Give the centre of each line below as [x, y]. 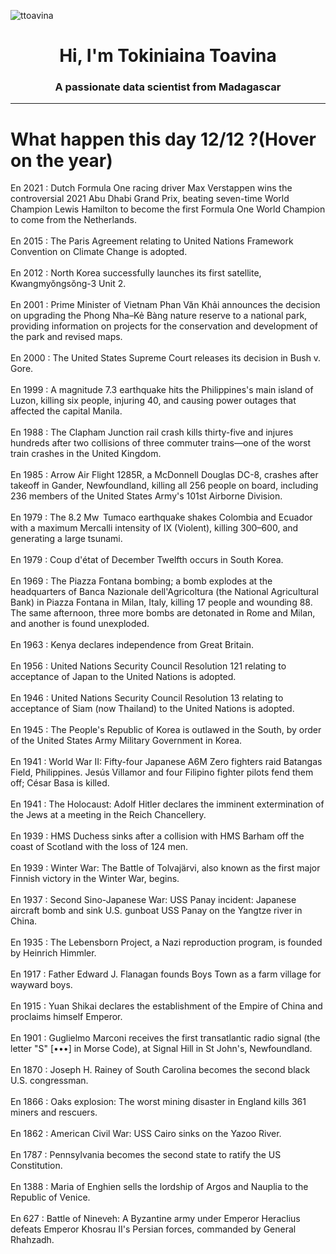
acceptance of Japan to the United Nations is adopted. [123, 677]
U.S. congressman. [49, 1081]
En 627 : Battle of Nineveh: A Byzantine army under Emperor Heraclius [155, 1219]
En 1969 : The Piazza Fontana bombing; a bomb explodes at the [141, 581]
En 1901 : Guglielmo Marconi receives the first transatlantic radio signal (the [165, 1038]
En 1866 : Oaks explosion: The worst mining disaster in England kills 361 [158, 1102]
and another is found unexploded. [80, 624]
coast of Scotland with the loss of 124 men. [99, 847]
